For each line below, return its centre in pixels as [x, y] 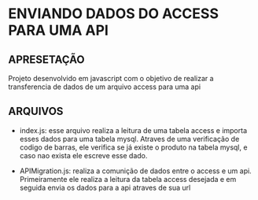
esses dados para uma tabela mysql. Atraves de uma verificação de [129, 139]
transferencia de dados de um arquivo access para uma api [105, 87]
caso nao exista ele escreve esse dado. [83, 155]
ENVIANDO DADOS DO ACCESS [113, 14]
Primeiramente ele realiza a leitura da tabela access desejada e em [128, 179]
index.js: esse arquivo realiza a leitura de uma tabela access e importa [133, 130]
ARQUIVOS [36, 111]
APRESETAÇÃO [46, 59]
